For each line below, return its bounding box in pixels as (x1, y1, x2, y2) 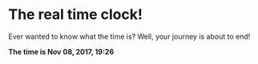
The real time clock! (8, 6, 143, 24)
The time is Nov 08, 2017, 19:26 (8, 47, 115, 56)
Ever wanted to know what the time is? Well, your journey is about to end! (8, 32, 251, 41)
